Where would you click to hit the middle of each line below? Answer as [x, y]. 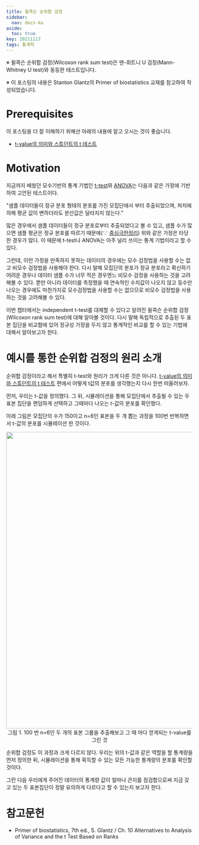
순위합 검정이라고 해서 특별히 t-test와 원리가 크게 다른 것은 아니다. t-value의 [94, 376]
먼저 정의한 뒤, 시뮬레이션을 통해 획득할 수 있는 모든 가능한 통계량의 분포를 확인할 [99, 760]
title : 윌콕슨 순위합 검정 [34, 12]
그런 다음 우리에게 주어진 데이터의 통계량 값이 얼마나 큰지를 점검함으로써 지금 [95, 780]
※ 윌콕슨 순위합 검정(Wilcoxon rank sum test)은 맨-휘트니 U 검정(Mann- [91, 62]
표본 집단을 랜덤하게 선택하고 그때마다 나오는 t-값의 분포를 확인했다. [84, 403]
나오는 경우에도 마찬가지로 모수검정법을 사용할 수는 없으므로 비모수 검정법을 [93, 290]
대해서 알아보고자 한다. [32, 332]
